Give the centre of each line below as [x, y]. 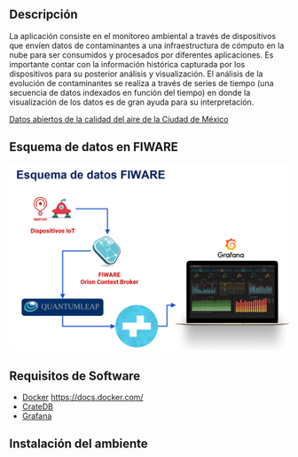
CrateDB [38, 406]
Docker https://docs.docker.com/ [82, 398]
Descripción [43, 15]
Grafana [37, 416]
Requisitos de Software [75, 376]
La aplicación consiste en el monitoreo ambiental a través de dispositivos [143, 35]
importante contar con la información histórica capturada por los [127, 64]
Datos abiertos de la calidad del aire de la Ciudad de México [119, 119]
